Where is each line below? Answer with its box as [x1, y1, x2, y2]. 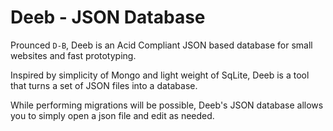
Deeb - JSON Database [10, 6, 206, 29]
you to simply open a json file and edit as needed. [10, 109, 215, 121]
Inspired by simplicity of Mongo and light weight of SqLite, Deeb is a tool [10, 69, 310, 81]
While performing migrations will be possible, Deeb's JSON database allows [10, 99, 324, 111]
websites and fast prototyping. [10, 49, 137, 61]
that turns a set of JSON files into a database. [10, 79, 198, 91]
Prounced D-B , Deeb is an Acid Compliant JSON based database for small [10, 39, 313, 51]
